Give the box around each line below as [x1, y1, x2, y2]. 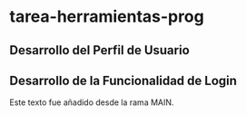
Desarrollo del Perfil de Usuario [9, 43, 191, 58]
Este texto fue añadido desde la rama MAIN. [9, 97, 174, 108]
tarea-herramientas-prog [9, 6, 204, 27]
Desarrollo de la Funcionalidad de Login [9, 72, 238, 88]
